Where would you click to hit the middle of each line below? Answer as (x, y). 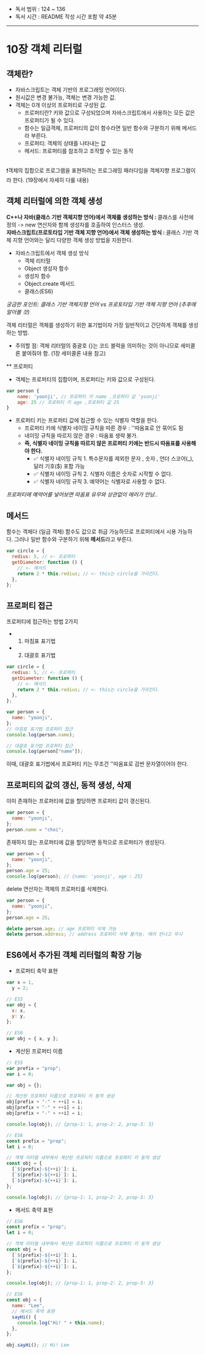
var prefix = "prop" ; (34, 1068)
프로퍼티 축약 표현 (36, 971)
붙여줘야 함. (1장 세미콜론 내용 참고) (64, 353)
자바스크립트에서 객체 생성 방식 (52, 253)
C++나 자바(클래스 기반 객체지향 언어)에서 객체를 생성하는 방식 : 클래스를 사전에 (100, 217)
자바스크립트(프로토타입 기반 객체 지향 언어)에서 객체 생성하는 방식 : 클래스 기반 (99, 232)
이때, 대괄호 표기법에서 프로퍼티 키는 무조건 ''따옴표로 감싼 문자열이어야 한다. (97, 764)
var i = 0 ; (20, 1074)
